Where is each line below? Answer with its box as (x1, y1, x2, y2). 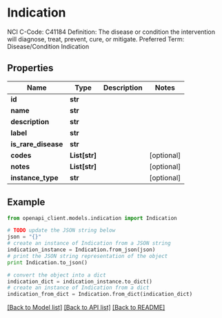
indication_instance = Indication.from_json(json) (7, 246, 156, 253)
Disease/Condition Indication (7, 42, 90, 50)
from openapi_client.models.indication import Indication (7, 215, 177, 221)
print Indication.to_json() (7, 259, 88, 266)
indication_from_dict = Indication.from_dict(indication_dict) (7, 291, 193, 298)
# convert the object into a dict (7, 271, 107, 279)
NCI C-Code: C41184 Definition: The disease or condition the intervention (7, 28, 216, 36)
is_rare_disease (10, 139, 63, 149)
